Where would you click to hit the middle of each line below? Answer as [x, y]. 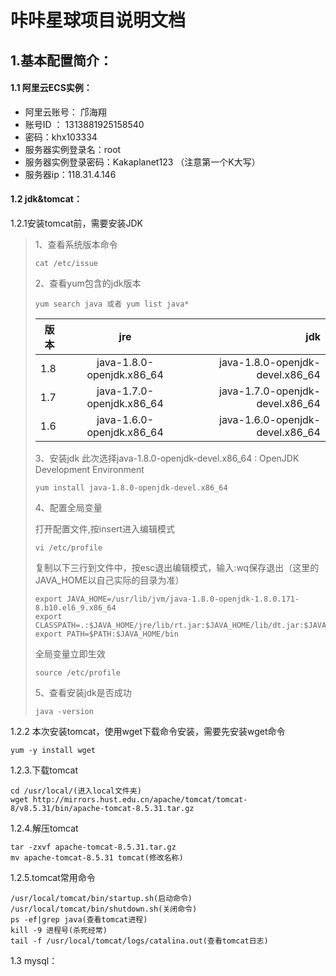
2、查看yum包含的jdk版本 [88, 283]
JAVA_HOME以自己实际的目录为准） [109, 580]
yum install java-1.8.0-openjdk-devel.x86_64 [131, 487]
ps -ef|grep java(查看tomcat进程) [79, 919]
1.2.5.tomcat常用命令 [53, 877]
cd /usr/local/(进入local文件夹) [76, 791]
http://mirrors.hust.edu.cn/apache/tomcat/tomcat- [140, 799]
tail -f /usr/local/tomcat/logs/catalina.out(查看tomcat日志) [139, 941]
